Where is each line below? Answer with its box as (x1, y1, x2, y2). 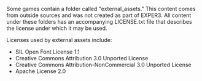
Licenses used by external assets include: (6, 37, 112, 43)
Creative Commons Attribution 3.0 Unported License (15, 55, 149, 62)
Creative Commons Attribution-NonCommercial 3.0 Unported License (15, 61, 192, 68)
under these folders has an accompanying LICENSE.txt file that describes (6, 18, 192, 25)
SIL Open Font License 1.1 (15, 48, 80, 55)
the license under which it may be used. (6, 24, 107, 32)
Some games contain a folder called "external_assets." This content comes (6, 5, 196, 12)
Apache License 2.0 (15, 68, 66, 75)
